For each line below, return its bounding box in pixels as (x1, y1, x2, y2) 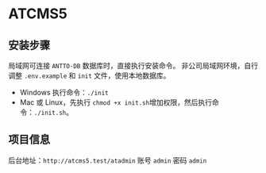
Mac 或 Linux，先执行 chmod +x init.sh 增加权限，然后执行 (19, 98, 213, 107)
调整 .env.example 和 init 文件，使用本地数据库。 (8, 71, 171, 80)
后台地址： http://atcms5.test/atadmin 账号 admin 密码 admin (8, 156, 207, 165)
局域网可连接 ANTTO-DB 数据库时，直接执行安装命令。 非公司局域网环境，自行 (8, 61, 259, 70)
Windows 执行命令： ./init (19, 88, 109, 97)
